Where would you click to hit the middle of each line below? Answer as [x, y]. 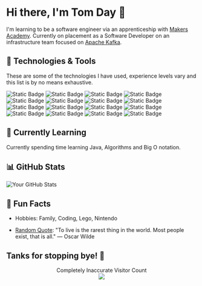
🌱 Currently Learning [46, 133]
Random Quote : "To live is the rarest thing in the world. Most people [99, 230]
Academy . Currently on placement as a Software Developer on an [88, 35]
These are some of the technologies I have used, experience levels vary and [101, 76]
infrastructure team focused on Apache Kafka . [64, 42]
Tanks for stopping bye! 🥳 [56, 255]
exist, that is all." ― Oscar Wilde [55, 237]
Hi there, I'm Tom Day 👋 [66, 12]
